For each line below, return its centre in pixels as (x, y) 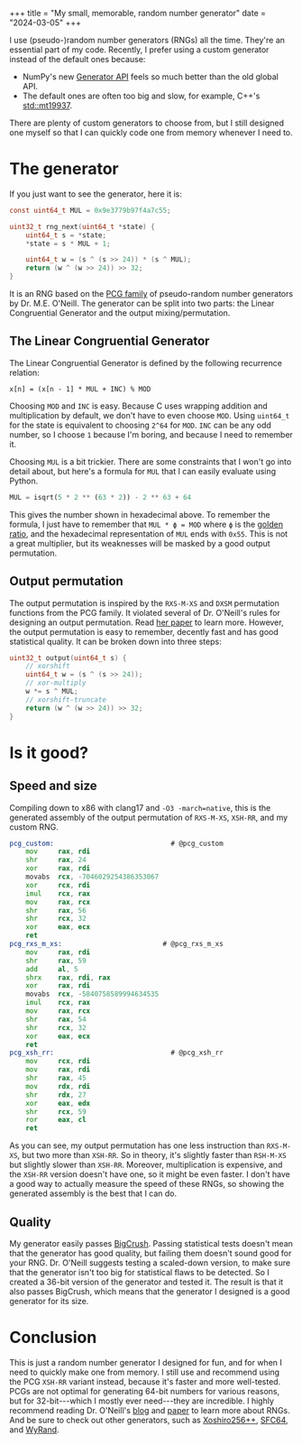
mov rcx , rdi (58, 1062)
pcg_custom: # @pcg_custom (116, 843)
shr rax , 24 (56, 860)
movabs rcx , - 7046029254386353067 (92, 877)
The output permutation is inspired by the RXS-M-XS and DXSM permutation (144, 602)
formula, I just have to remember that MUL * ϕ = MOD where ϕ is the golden (146, 524)
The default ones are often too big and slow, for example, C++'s (141, 96)
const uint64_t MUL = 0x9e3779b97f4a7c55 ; (90, 210)
